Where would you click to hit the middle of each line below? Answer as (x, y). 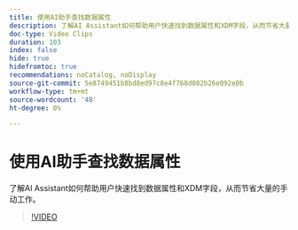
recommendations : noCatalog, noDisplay (83, 75)
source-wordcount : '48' (53, 100)
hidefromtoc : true (43, 67)
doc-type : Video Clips (51, 34)
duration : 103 (35, 42)
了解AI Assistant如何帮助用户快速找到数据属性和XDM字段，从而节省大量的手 (149, 188)
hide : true (29, 58)
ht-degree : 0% (35, 108)
